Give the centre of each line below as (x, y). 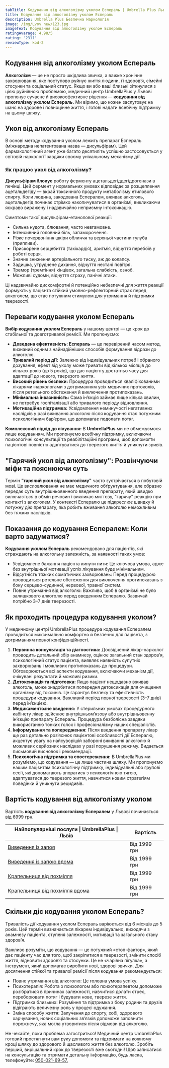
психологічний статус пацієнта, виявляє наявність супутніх (76, 660)
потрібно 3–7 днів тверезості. (44, 601)
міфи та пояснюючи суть (47, 468)
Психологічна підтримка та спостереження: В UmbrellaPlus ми (81, 757)
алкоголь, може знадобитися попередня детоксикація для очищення (87, 687)
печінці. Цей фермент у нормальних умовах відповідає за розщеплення (82, 186)
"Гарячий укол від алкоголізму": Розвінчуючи (82, 461)
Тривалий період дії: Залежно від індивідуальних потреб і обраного (86, 360)
